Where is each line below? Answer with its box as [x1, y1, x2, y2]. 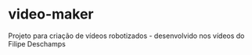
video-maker [8, 5, 94, 23]
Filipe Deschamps [8, 39, 67, 48]
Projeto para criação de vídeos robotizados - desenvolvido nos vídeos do [8, 31, 245, 40]
